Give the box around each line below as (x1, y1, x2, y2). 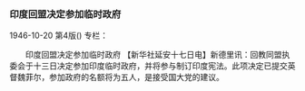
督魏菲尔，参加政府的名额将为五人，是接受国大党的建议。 (9, 72, 224, 83)
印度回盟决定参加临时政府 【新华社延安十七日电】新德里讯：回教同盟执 (25, 50, 290, 60)
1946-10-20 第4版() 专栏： (9, 30, 109, 41)
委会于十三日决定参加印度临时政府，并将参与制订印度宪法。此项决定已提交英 (9, 60, 296, 71)
